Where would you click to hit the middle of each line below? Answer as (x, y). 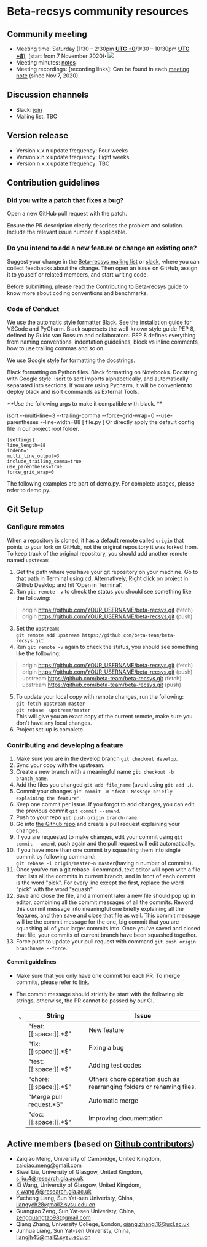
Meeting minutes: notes (46, 62)
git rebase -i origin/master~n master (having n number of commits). (104, 863)
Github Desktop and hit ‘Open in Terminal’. (69, 584)
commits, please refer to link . (53, 982)
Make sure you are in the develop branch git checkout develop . (97, 758)
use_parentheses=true (35, 466)
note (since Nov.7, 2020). (48, 76)
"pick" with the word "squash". (55, 889)
